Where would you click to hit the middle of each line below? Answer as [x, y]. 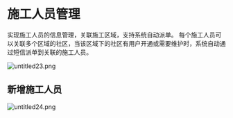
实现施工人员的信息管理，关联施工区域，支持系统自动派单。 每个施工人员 [111, 35]
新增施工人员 [35, 90]
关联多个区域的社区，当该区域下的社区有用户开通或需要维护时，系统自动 [116, 43]
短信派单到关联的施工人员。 [52, 52]
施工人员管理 [44, 14]
